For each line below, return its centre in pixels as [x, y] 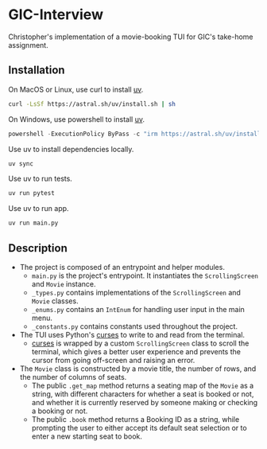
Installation [37, 70]
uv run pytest [32, 193]
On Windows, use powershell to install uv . [77, 119]
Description [38, 248]
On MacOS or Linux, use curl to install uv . [76, 89]
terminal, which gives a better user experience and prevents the [136, 351]
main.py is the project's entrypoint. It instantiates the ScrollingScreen [145, 275]
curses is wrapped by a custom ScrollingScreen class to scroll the [140, 343]
